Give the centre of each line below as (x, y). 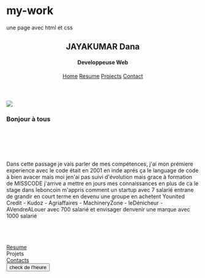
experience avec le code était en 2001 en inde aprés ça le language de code (102, 170)
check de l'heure (28, 267)
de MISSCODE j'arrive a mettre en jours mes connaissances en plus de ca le (102, 183)
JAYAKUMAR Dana (103, 47)
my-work (30, 11)
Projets (15, 254)
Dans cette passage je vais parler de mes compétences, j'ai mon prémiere (100, 164)
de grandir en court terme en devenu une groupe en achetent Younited (96, 196)
